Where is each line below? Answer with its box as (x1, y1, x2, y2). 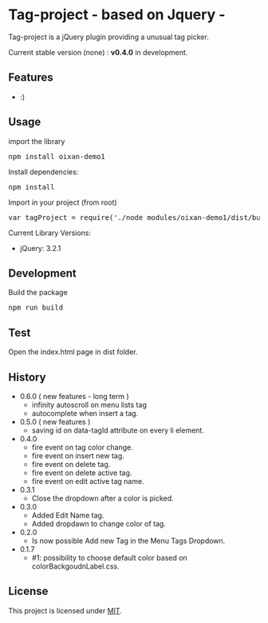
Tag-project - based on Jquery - (8, 6, 226, 24)
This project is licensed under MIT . (8, 605, 122, 615)
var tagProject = (8, 213, 76, 222)
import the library (8, 136, 65, 146)
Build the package (8, 288, 68, 298)
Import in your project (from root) (8, 198, 117, 207)
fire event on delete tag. (31, 460, 111, 469)
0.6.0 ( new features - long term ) (19, 392, 129, 401)
